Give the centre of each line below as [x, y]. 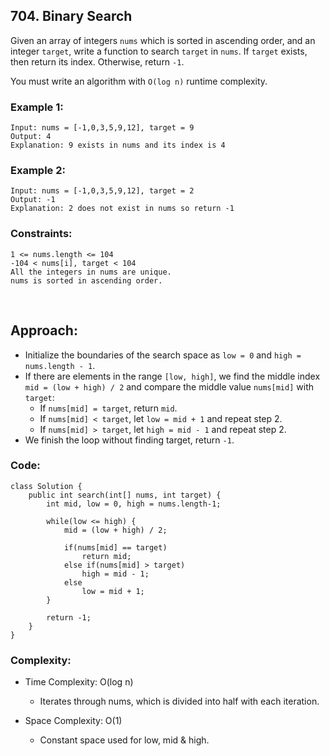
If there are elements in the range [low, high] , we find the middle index [172, 376]
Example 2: [38, 171]
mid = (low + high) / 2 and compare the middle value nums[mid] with [169, 386]
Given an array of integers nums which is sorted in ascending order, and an [163, 40]
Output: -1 [33, 200]
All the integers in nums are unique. [91, 272]
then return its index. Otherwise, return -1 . [97, 61]
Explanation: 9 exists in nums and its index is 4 [118, 145]
